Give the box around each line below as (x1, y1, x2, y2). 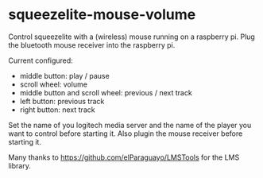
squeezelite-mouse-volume (8, 6, 196, 24)
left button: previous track (19, 96, 105, 106)
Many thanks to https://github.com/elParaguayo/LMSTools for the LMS (8, 153, 240, 162)
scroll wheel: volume (19, 79, 87, 89)
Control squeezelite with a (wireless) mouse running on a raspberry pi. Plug (8, 32, 256, 41)
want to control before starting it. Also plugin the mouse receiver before (8, 129, 243, 138)
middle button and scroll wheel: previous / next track (19, 87, 192, 97)
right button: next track (19, 105, 95, 114)
